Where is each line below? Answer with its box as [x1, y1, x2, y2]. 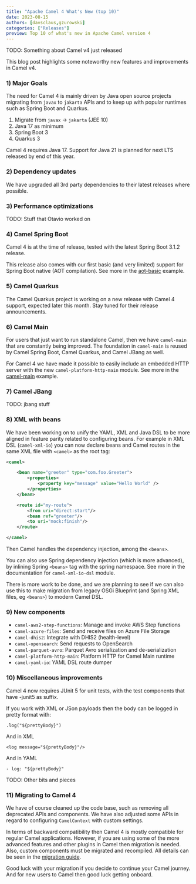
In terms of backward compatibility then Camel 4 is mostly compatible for [6, 828, 184, 835]
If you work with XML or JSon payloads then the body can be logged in [6, 705, 178, 712]
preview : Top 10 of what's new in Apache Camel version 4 [6, 31, 151, 37]
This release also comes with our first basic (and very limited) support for [6, 261, 184, 268]
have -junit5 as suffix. [6, 693, 59, 700]
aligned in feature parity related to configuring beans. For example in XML [6, 435, 185, 442]
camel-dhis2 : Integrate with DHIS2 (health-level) [14, 634, 131, 641]
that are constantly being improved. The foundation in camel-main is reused [6, 342, 188, 349]
